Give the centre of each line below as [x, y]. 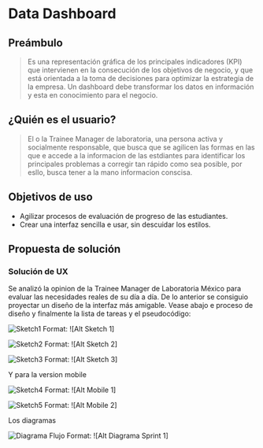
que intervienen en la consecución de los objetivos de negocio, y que [140, 70]
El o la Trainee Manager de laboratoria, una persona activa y [125, 139]
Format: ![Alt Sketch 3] [81, 360]
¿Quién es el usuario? [62, 120]
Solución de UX [38, 271]
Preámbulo [35, 43]
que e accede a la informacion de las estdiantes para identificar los [136, 155]
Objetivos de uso [50, 197]
